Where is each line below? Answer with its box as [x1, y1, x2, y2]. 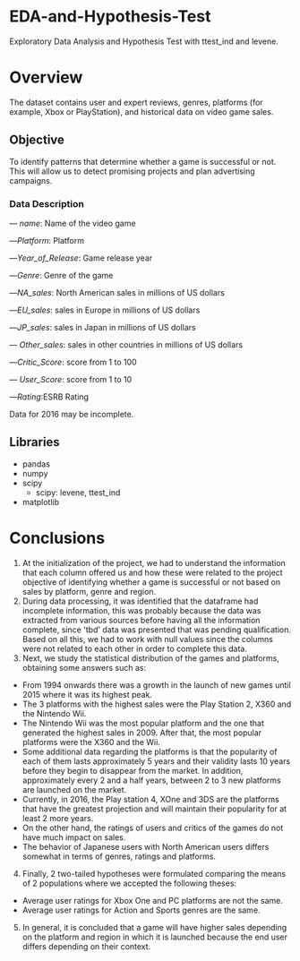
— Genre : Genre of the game [9, 270, 114, 280]
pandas [21, 459, 51, 469]
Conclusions [9, 528, 106, 548]
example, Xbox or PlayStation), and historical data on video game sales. [9, 106, 274, 117]
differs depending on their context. [21, 940, 151, 951]
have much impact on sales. [21, 831, 126, 843]
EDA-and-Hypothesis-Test [9, 6, 211, 27]
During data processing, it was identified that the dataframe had [21, 596, 259, 606]
